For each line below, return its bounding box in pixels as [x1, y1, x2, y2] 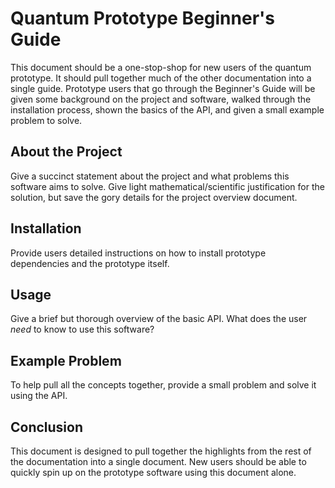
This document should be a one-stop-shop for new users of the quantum [10, 61, 312, 73]
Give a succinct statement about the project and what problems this [10, 170, 290, 182]
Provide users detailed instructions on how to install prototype [10, 247, 267, 259]
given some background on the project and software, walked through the [10, 93, 312, 105]
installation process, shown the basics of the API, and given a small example [10, 103, 325, 116]
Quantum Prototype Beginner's [10, 7, 275, 30]
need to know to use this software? [10, 323, 155, 336]
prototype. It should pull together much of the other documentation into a [10, 72, 312, 84]
